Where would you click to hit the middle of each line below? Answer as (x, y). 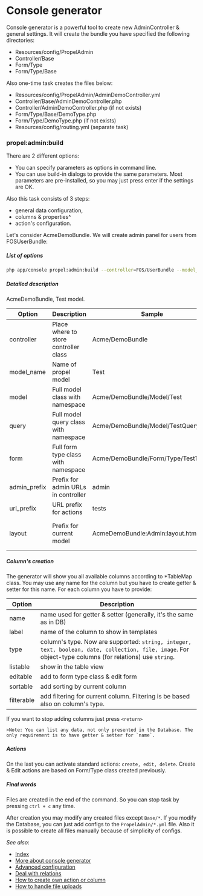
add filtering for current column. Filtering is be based (115, 697)
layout (18, 533)
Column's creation (30, 561)
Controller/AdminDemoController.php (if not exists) (78, 107)
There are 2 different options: (43, 156)
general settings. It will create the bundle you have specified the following (98, 33)
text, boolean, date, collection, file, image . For (114, 649)
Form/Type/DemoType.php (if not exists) (66, 120)
